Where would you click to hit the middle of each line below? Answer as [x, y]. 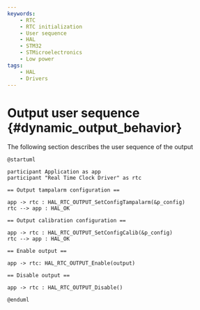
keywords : [22, 14]
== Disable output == [39, 276]
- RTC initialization [51, 26]
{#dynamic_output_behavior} [95, 128]
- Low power [37, 59]
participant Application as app [54, 172]
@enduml [18, 300]
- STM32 [31, 46]
